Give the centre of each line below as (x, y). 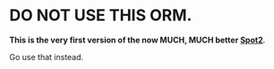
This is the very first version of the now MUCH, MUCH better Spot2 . (137, 40)
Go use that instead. (47, 57)
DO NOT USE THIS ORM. (101, 15)
